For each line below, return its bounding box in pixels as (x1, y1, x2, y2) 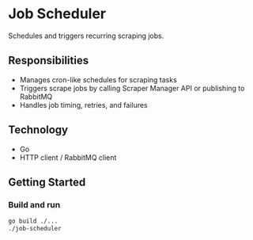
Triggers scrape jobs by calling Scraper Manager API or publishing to (19, 83, 245, 93)
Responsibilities (8, 54, 89, 67)
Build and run (8, 199, 61, 210)
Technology (8, 124, 69, 137)
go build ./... (8, 217, 59, 226)
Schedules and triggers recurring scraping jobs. (8, 31, 164, 40)
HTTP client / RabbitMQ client (19, 152, 117, 162)
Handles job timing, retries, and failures (19, 100, 148, 109)
